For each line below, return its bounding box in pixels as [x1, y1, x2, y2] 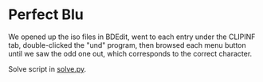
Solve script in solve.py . [8, 64, 87, 73]
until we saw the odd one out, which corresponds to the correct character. [8, 49, 253, 58]
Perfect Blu [8, 6, 84, 24]
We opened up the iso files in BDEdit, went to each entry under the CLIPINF [8, 32, 256, 41]
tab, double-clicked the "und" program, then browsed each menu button [8, 40, 247, 49]
